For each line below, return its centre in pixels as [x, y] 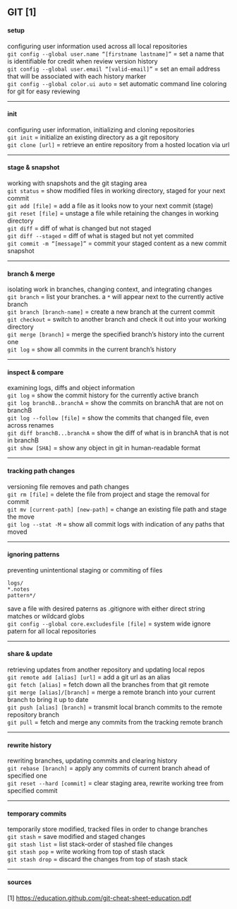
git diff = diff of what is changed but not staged [79, 228]
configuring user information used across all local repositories [97, 46]
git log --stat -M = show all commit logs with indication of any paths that [116, 524]
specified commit [32, 791]
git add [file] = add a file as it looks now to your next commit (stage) [110, 206]
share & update [30, 654]
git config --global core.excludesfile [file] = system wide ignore [109, 623]
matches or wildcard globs [46, 616]
